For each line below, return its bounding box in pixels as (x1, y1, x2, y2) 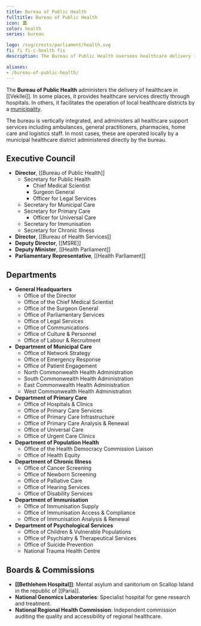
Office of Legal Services (23, 318, 84, 325)
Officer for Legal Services (32, 195, 97, 202)
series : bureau (6, 31, 44, 37)
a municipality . (6, 105, 42, 112)
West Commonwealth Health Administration (23, 388, 132, 395)
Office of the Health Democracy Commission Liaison (23, 445, 154, 452)
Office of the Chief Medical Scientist (23, 299, 114, 306)
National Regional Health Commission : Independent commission (14, 606, 176, 613)
